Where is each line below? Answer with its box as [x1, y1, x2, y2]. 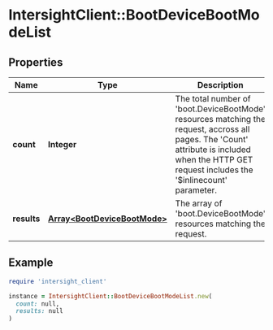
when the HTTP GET [175, 154, 253, 165]
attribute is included [175, 144, 252, 155]
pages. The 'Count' [175, 134, 249, 145]
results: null [15, 307, 63, 315]
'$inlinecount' [175, 175, 227, 185]
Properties [8, 55, 63, 69]
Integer [47, 139, 77, 150]
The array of [175, 198, 223, 209]
